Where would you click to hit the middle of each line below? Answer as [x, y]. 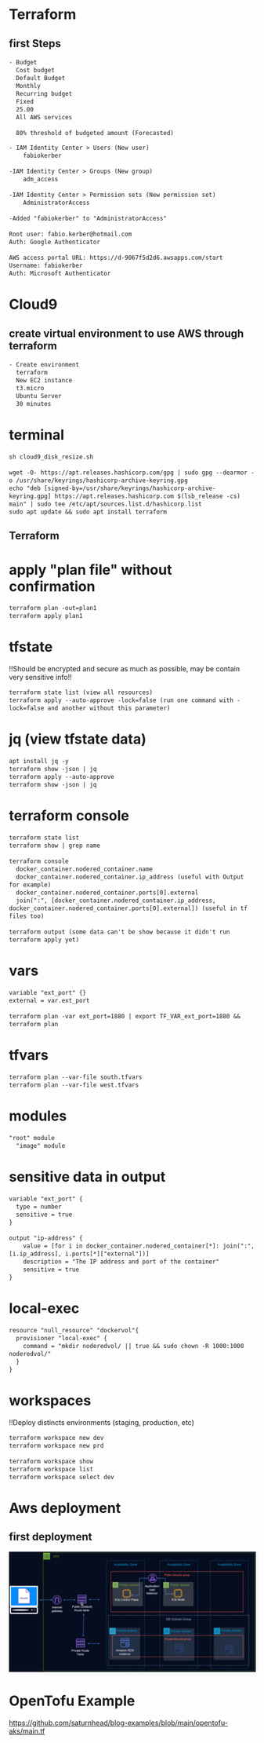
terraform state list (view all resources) [81, 692]
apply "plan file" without [90, 570]
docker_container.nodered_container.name [85, 869]
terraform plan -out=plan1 [53, 608]
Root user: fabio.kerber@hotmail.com [71, 234]
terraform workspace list [51, 1469]
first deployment [51, 1537]
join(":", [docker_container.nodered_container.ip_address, [116, 901]
